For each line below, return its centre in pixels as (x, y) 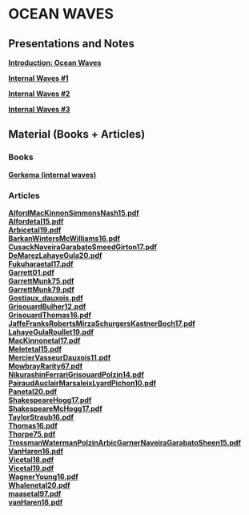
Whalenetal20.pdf (39, 485)
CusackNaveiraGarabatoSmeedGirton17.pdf (83, 247)
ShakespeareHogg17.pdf (50, 400)
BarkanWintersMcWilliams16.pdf (64, 238)
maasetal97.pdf (35, 493)
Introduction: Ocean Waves (55, 62)
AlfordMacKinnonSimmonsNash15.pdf (74, 212)
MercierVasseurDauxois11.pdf (60, 357)
